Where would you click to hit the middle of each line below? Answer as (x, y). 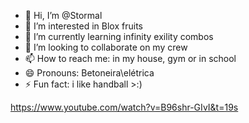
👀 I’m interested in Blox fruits (83, 26)
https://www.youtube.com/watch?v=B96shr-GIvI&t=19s (124, 107)
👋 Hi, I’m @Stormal (63, 15)
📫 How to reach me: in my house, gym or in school (130, 58)
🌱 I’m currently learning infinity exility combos (119, 36)
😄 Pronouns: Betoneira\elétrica (89, 73)
